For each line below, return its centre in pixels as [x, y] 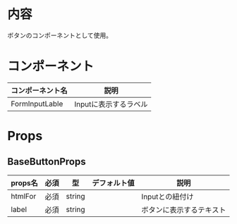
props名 [25, 182]
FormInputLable [37, 104]
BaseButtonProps [47, 162]
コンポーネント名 [39, 90]
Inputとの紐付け [168, 197]
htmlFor [24, 196]
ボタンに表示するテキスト [184, 210]
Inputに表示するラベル [111, 104]
